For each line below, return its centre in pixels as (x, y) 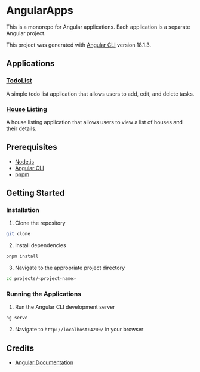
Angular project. (26, 33)
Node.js (24, 161)
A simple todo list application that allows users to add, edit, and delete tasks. (100, 94)
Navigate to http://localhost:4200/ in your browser (79, 330)
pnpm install (22, 256)
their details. (21, 128)
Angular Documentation (44, 362)
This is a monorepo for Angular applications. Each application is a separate (98, 27)
